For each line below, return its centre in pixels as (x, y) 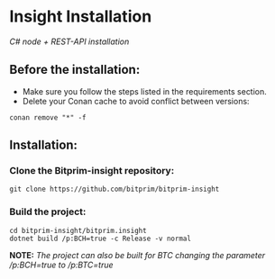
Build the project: (48, 211)
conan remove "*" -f (48, 117)
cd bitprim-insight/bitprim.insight (78, 230)
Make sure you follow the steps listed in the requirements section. (145, 91)
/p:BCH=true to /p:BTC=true (62, 265)
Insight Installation (81, 17)
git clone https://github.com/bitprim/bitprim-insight (115, 189)
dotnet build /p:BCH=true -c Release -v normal (101, 238)
